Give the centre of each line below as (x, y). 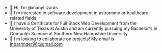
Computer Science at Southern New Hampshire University (68, 34)
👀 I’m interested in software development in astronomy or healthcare (79, 13)
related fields (23, 18)
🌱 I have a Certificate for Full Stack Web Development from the (73, 23)
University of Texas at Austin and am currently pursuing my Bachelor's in (83, 28)
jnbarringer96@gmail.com (36, 44)
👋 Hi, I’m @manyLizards (34, 8)
